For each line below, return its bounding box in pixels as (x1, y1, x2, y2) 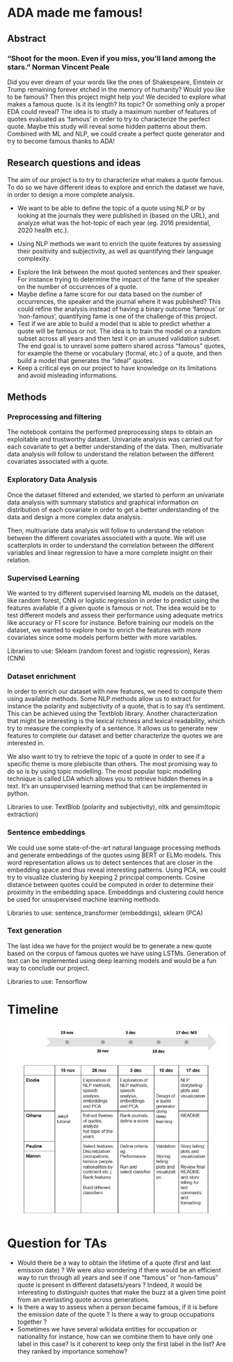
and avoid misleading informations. (17, 371, 118, 380)
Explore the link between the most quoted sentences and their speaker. (17, 268, 222, 276)
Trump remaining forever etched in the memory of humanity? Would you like (7, 85, 226, 93)
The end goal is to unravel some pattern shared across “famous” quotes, (17, 341, 226, 350)
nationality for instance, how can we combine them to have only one (17, 1333, 214, 1340)
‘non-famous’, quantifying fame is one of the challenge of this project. (17, 311, 218, 321)
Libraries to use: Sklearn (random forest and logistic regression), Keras (7, 647, 210, 655)
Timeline (7, 1002, 59, 1018)
